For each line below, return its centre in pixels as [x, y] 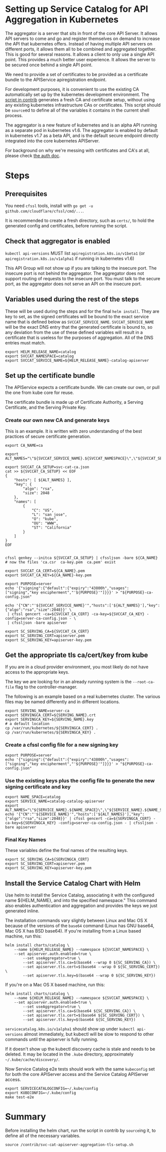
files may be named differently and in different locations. [62, 702]
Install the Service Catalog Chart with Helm [73, 883]
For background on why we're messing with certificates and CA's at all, [77, 150]
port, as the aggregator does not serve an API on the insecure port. [73, 284]
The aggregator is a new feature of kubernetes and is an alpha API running [81, 125]
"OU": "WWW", [45, 523]
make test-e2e [20, 1097]
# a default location [27, 724]
